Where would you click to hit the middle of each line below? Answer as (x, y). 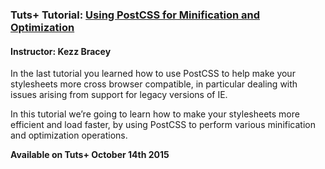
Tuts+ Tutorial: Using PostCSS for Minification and (135, 15)
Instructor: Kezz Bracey (61, 51)
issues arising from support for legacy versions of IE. (119, 95)
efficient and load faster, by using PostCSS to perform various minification (163, 125)
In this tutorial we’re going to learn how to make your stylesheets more (155, 114)
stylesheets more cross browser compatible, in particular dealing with (154, 84)
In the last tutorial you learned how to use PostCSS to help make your (153, 74)
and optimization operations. (69, 135)
